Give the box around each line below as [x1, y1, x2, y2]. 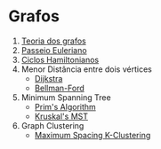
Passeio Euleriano [20, 44, 87, 55]
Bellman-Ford [34, 82, 85, 93]
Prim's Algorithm [34, 101, 97, 112]
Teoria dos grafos [20, 35, 86, 46]
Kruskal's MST [34, 111, 88, 122]
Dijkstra [34, 73, 63, 83]
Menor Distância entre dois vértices [20, 64, 152, 74]
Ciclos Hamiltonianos [20, 54, 100, 65]
